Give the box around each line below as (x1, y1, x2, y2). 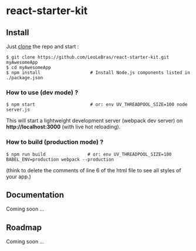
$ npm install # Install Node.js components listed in (6, 70, 191, 76)
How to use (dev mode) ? (6, 88, 79, 96)
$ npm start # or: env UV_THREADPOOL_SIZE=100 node (6, 101, 188, 108)
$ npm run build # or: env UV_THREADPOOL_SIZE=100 (6, 151, 172, 157)
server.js (6, 107, 31, 113)
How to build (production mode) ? (6, 138, 104, 146)
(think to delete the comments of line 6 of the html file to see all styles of (6, 167, 181, 174)
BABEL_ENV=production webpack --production (6, 157, 114, 162)
